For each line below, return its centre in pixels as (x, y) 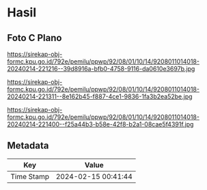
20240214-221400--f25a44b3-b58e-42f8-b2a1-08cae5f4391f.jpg (100, 124)
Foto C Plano (34, 38)
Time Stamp (30, 176)
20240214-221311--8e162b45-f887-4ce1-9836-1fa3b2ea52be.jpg (100, 96)
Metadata (28, 146)
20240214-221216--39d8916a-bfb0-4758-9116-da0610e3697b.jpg (101, 69)
